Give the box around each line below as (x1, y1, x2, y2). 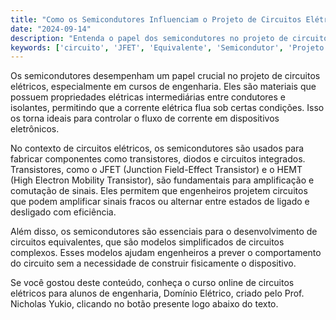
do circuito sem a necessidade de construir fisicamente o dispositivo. (10, 257, 297, 270)
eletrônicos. (10, 123, 60, 135)
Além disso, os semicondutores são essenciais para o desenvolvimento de (10, 226, 318, 238)
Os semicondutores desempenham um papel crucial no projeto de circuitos (10, 70, 321, 82)
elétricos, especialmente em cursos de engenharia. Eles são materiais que (10, 81, 317, 93)
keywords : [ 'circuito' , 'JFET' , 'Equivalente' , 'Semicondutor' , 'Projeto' (10, 42, 329, 53)
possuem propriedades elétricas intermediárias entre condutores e (10, 91, 287, 103)
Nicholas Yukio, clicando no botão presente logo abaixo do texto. (10, 298, 279, 310)
